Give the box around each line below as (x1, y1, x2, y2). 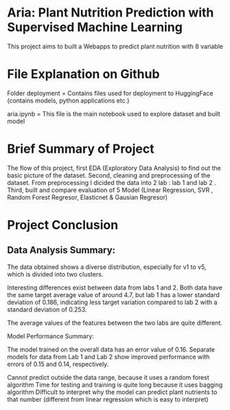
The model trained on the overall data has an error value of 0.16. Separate (7, 345, 215, 354)
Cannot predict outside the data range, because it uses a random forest (7, 373, 209, 381)
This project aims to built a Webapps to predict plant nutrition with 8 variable (7, 42, 223, 50)
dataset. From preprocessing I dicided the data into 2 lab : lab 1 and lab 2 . (7, 178, 216, 186)
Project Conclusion (7, 217, 119, 233)
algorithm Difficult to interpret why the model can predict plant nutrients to (7, 387, 218, 396)
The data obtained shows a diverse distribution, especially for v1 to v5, (7, 263, 207, 271)
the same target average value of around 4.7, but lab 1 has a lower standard (7, 290, 220, 299)
